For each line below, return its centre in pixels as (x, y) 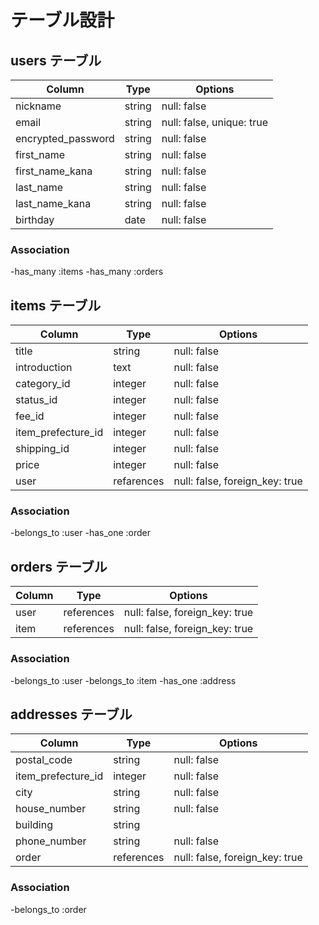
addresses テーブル (71, 714)
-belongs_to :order (48, 909)
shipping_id (42, 449)
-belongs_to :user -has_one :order (81, 533)
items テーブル (56, 305)
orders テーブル (59, 566)
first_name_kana (54, 171)
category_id (43, 384)
